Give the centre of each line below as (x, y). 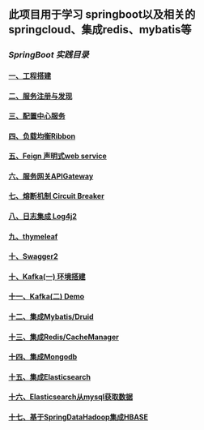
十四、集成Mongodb (43, 357)
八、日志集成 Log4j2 (42, 217)
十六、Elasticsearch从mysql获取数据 (71, 397)
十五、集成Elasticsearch (50, 376)
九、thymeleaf (33, 236)
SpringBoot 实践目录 (49, 55)
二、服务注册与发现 (40, 96)
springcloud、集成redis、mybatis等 (100, 30)
